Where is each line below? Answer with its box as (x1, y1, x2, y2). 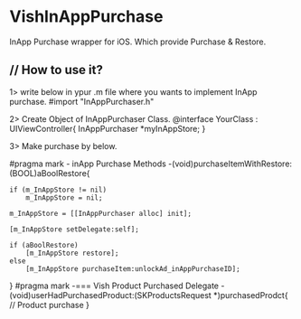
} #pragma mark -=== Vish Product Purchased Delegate (9, 280, 220, 291)
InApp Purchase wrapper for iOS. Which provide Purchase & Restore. (9, 36, 267, 47)
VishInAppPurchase (9, 6, 164, 27)
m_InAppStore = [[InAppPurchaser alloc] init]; (9, 209, 193, 218)
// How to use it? (9, 62, 104, 78)
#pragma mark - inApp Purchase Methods (9, 158, 167, 169)
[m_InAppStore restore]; (25, 249, 119, 258)
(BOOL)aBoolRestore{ (9, 167, 90, 178)
